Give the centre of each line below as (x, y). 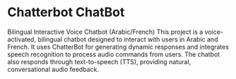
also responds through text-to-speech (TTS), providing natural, (99, 61)
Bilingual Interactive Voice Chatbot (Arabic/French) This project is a (105, 32)
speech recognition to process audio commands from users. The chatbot (114, 54)
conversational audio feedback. (53, 69)
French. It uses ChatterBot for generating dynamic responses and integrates (118, 47)
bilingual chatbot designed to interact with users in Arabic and (128, 39)
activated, (22, 39)
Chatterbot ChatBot (66, 12)
